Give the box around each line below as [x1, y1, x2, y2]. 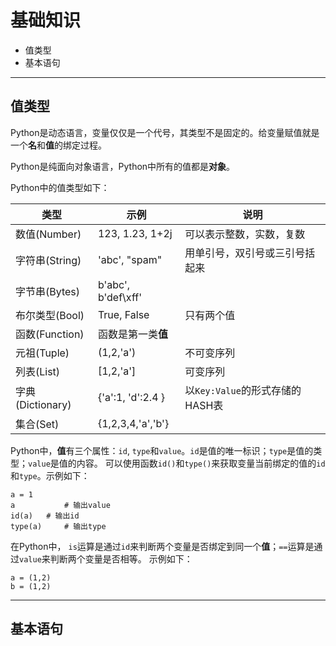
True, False [97, 307, 150, 321]
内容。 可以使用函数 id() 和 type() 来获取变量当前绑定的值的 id [76, 457, 326, 469]
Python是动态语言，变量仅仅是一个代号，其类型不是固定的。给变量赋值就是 [10, 126, 320, 138]
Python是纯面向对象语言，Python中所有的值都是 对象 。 [10, 160, 236, 172]
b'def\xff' [97, 290, 142, 304]
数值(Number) [15, 227, 82, 241]
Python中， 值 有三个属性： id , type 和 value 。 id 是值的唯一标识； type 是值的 [10, 444, 314, 456]
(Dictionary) [15, 397, 72, 411]
